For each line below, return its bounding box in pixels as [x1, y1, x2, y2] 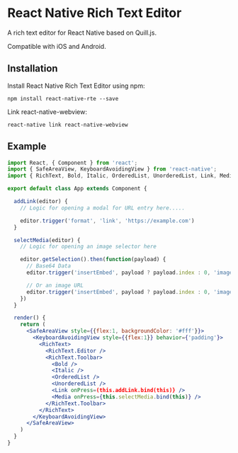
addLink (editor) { [13, 198, 69, 205]
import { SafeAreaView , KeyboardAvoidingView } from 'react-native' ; [7, 166, 217, 173]
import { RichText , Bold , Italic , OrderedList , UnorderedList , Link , [7, 172, 217, 180]
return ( [20, 321, 46, 328]
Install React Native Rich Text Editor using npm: [7, 81, 145, 90]
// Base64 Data [25, 263, 72, 270]
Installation [7, 62, 58, 75]
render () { [13, 314, 46, 321]
